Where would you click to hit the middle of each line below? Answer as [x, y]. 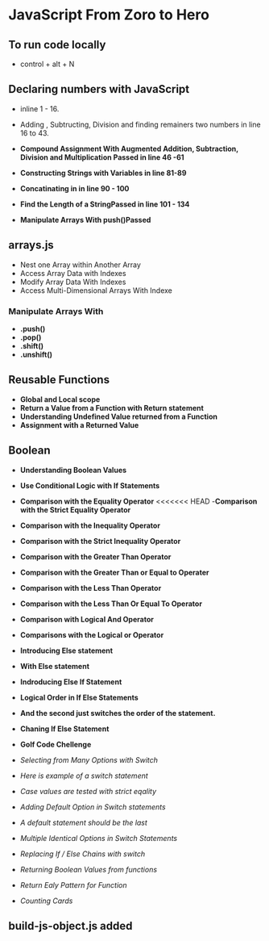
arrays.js [31, 245]
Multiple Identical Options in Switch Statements [99, 838]
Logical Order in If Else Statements [79, 697]
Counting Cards [46, 901]
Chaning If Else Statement [64, 729]
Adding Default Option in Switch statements [93, 807]
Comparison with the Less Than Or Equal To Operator [111, 604]
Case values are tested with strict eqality [88, 791]
